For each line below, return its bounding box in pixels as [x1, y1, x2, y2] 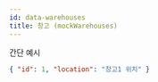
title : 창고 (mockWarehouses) [9, 21, 118, 30]
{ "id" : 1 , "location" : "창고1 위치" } [9, 64, 150, 74]
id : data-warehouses [9, 12, 87, 22]
